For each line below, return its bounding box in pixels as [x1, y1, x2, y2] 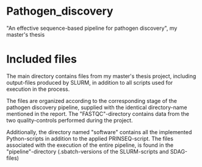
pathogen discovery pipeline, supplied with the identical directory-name [6, 104, 187, 111]
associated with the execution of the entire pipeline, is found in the [6, 141, 174, 149]
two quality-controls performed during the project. [6, 116, 133, 124]
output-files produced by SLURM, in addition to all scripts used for [6, 79, 173, 86]
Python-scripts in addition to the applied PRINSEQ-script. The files [6, 135, 174, 142]
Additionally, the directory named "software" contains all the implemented [6, 128, 192, 135]
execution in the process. [6, 85, 70, 93]
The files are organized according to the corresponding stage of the [6, 97, 177, 104]
